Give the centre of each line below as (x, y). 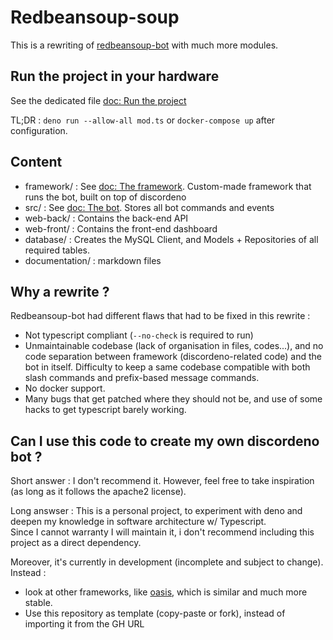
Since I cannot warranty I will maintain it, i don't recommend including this (162, 532)
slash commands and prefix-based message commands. (142, 378)
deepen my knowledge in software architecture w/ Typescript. (138, 522)
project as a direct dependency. (76, 543)
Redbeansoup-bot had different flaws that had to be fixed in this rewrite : (160, 316)
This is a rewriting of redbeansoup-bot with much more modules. (144, 45)
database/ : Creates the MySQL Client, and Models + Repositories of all (171, 239)
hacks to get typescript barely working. (105, 410)
